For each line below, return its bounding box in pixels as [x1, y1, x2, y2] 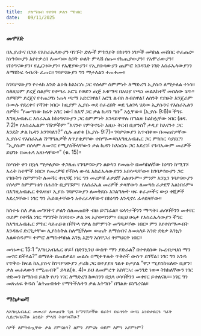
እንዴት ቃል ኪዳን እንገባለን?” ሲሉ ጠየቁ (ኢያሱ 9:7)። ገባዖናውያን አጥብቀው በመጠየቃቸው [6, 128, 187, 135]
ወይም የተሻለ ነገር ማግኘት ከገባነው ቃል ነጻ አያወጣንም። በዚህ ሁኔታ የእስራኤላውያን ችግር [6, 213, 183, 220]
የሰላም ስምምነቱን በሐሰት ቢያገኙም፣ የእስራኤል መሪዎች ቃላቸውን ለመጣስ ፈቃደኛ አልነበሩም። [6, 180, 194, 188]
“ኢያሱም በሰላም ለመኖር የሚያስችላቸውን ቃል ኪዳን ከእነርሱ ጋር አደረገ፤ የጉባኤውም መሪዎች [6, 141, 191, 148]
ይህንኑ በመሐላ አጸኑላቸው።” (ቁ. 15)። [6, 148, 81, 156]
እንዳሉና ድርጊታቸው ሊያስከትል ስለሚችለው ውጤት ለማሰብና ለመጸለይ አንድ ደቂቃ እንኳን [6, 227, 182, 234]
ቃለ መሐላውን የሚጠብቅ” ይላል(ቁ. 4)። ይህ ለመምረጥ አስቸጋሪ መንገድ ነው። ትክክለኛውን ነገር [6, 266, 194, 273]
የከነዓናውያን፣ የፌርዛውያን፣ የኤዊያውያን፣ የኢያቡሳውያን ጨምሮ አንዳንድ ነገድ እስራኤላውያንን [6, 62, 193, 69]
